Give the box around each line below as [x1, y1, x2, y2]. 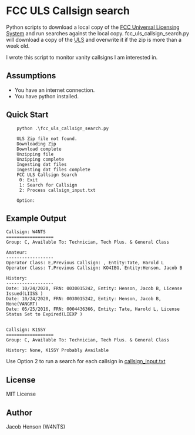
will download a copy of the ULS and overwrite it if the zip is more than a [6, 36, 182, 43]
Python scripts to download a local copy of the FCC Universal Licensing [6, 24, 180, 31]
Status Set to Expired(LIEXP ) [6, 311, 83, 317]
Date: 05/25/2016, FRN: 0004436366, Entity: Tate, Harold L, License [6, 306, 180, 313]
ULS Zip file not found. [16, 135, 78, 142]
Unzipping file [16, 151, 54, 157]
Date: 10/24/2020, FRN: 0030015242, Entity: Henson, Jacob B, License [6, 285, 183, 292]
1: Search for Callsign [19, 182, 78, 188]
